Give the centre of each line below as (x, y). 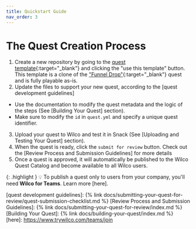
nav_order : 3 (22, 17)
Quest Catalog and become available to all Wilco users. (81, 166)
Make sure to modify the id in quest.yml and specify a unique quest (96, 117)
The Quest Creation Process (76, 46)
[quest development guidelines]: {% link (54, 195)
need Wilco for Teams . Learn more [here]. (57, 184)
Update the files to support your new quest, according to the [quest (96, 87)
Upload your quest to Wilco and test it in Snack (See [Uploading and (97, 135)
